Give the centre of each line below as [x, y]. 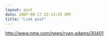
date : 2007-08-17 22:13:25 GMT [38, 14]
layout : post [19, 10]
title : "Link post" [26, 19]
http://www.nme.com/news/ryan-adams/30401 [55, 33]
